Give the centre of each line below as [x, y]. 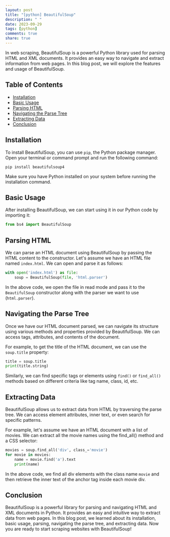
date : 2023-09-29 [24, 24]
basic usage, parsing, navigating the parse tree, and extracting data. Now [82, 524]
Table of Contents [34, 85]
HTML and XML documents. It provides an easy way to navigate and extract [84, 58]
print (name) [27, 464]
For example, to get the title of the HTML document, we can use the [76, 347]
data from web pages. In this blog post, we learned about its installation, [81, 518]
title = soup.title [26, 361]
